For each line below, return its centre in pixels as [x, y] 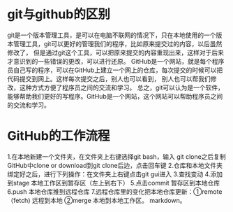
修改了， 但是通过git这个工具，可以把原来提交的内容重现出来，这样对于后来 [116, 52]
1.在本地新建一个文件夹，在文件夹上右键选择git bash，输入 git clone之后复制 [117, 156]
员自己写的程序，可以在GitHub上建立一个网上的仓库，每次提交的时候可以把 [115, 70]
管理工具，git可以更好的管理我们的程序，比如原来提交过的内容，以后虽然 [118, 43]
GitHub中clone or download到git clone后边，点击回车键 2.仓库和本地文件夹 [115, 165]
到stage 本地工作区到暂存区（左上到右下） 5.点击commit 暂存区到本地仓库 [114, 183]
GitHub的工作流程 [59, 136]
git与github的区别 [59, 14]
